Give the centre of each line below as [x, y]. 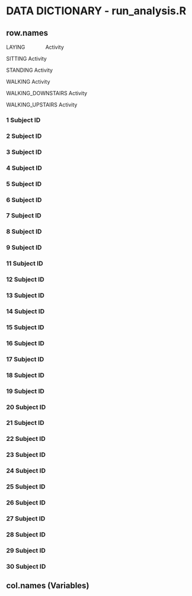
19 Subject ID [25, 391]
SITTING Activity [27, 59]
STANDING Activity [30, 70]
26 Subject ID [26, 503]
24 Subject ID [26, 471]
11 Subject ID [25, 264]
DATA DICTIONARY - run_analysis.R [96, 11]
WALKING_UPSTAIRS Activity [42, 105]
